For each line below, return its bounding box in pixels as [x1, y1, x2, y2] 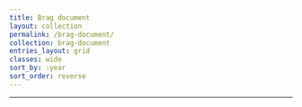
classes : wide [9, 55, 63, 64]
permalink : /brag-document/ [9, 30, 115, 39]
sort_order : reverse [9, 72, 87, 81]
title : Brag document [9, 13, 91, 22]
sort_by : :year [9, 64, 67, 73]
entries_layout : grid [9, 47, 91, 56]
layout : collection [9, 22, 83, 31]
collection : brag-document [9, 38, 111, 48]
